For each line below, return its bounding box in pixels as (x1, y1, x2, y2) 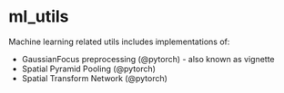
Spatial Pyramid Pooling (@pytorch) (21, 63, 157, 74)
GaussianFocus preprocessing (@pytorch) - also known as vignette (21, 53, 275, 64)
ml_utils (8, 6, 69, 27)
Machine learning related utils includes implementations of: (8, 36, 230, 47)
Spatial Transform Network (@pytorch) (21, 72, 167, 83)
